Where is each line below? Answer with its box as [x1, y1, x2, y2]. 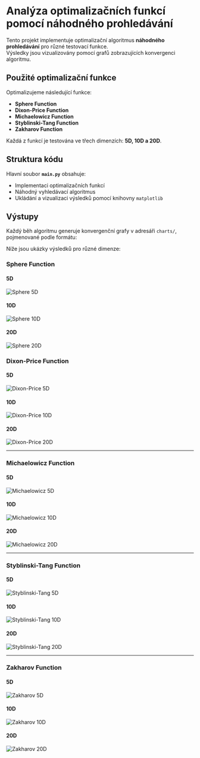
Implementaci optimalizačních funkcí [14, 182, 105, 189]
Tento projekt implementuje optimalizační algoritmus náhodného [6, 36, 165, 44]
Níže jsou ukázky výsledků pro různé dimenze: [6, 246, 121, 253]
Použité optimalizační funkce [6, 73, 117, 83]
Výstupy [6, 212, 39, 222]
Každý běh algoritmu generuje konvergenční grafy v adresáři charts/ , [6, 228, 177, 235]
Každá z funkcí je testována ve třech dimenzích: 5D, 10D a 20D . [6, 137, 162, 144]
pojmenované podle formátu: [6, 234, 77, 241]
